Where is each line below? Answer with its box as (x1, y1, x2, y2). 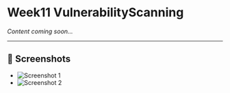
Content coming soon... (7, 27, 73, 35)
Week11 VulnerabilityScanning (7, 5, 184, 20)
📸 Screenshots (7, 53, 71, 65)
